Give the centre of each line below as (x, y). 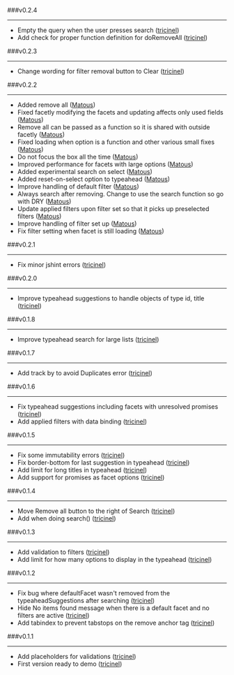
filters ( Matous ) (39, 216)
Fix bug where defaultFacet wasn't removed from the (94, 593)
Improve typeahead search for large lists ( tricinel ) (88, 339)
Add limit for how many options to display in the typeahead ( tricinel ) (115, 559)
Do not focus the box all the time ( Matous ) (78, 157)
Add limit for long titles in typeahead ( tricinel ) (82, 470)
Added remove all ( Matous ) (56, 105)
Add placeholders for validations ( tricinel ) (77, 656)
